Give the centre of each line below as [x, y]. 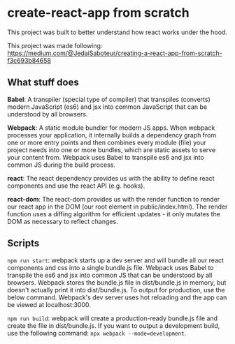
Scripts [23, 243]
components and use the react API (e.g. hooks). [76, 186]
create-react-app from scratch [99, 13]
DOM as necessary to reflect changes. [63, 221]
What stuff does [43, 83]
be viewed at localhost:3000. [49, 304]
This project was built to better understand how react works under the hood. [117, 32]
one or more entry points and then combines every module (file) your [107, 142]
